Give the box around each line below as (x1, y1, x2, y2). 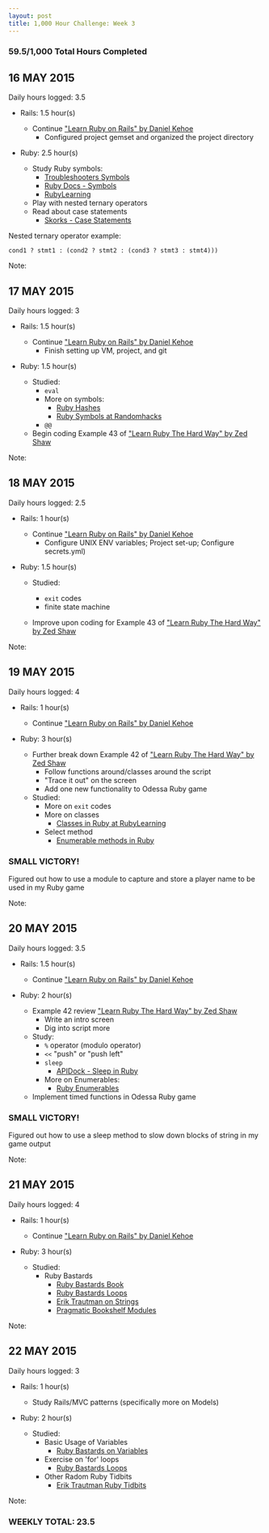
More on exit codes (44, 801, 111, 811)
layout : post (8, 11, 53, 20)
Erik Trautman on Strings (56, 1296, 139, 1306)
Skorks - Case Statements (44, 215, 132, 225)
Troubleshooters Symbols (44, 172, 130, 182)
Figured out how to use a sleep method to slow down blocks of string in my (8, 1130, 258, 1141)
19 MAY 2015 (8, 665, 75, 680)
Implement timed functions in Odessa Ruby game (32, 1091, 196, 1101)
